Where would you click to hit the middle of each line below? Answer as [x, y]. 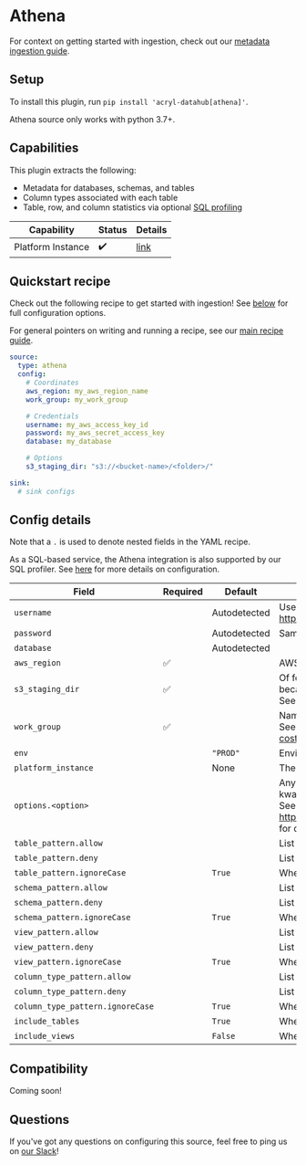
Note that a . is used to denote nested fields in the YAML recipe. [130, 542]
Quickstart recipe [60, 281]
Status [112, 229]
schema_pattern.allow [61, 888]
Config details [50, 520]
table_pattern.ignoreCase [70, 873]
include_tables [47, 1022]
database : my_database [69, 442]
